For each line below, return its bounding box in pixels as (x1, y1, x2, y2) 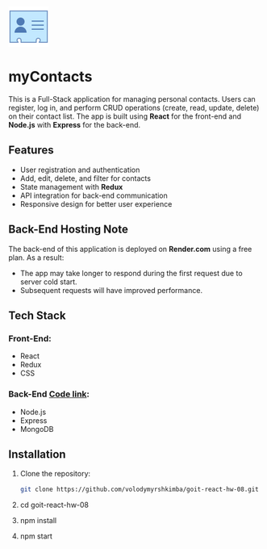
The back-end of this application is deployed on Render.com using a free (8, 244, 252, 254)
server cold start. (19, 277, 78, 287)
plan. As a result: (8, 253, 65, 262)
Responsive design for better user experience (19, 199, 173, 208)
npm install (19, 516, 57, 526)
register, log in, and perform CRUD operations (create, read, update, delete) (8, 103, 260, 112)
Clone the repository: (19, 469, 91, 479)
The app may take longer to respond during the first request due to (19, 268, 244, 278)
